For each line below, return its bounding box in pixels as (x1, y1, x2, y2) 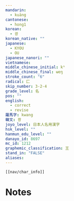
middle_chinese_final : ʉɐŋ (5, 70, 63, 75)
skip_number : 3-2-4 (5, 84, 47, 89)
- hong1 (10, 22, 27, 27)
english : (5, 98, 24, 103)
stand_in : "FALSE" (5, 151, 45, 156)
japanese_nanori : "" (5, 55, 50, 61)
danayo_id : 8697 (5, 136, 40, 142)
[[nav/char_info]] (5, 169, 45, 174)
